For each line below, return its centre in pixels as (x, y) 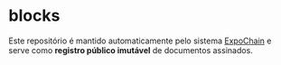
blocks (34, 16)
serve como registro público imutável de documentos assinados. (131, 50)
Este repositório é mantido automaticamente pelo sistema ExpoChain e (140, 41)
